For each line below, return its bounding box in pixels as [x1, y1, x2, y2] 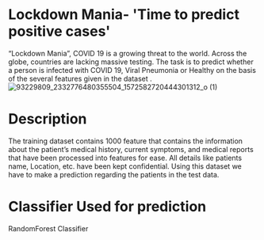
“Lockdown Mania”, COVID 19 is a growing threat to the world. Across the [8, 48, 247, 58]
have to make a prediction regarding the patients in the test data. [8, 170, 220, 179]
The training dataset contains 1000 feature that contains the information [8, 136, 243, 146]
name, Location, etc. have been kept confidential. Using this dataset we [8, 161, 242, 171]
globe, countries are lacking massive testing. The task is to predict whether [8, 57, 254, 67]
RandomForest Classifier [8, 223, 89, 233]
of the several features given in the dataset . [8, 74, 152, 83]
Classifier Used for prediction [8, 198, 207, 215]
